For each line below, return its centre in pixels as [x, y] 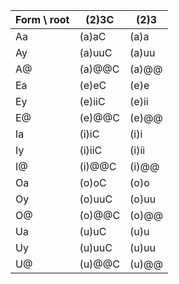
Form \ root [42, 19]
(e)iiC [92, 101]
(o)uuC [96, 199]
